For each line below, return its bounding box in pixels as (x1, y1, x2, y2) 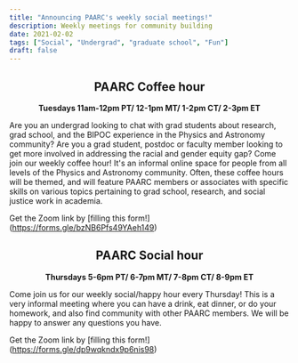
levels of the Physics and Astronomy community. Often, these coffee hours (9, 166, 284, 178)
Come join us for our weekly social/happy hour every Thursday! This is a (9, 288, 276, 299)
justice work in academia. (9, 195, 103, 206)
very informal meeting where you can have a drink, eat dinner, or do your (9, 298, 278, 309)
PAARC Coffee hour (93, 79, 205, 94)
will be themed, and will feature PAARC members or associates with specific (9, 176, 289, 187)
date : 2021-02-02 (9, 29, 74, 38)
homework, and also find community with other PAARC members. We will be (9, 308, 289, 319)
